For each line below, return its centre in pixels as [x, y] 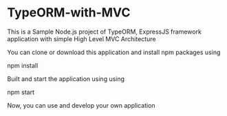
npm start [21, 92]
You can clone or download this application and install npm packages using [114, 52]
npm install [23, 65]
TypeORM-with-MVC [69, 13]
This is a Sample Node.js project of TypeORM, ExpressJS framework [104, 32]
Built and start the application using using [66, 79]
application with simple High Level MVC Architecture [82, 38]
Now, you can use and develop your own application [82, 105]
